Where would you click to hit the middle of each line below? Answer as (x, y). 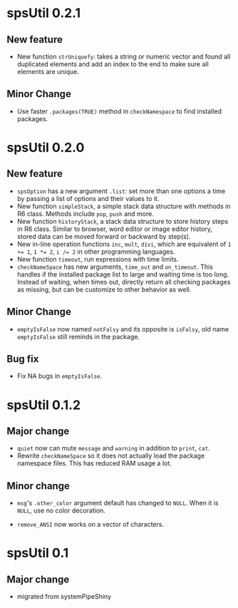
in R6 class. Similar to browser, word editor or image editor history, (115, 229)
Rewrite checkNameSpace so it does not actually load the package (111, 456)
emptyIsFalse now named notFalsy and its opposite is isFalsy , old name (123, 329)
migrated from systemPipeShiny (64, 597)
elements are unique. (48, 72)
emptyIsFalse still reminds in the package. (78, 336)
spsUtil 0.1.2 (44, 405)
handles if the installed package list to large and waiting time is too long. (123, 274)
